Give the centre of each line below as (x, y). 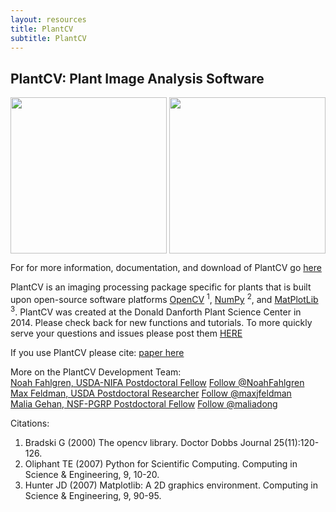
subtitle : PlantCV (48, 38)
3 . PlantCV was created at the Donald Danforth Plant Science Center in (156, 311)
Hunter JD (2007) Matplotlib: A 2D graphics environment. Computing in (171, 485)
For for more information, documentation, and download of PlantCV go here (166, 268)
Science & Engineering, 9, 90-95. (93, 495)
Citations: (30, 423)
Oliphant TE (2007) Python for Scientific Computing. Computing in (161, 463)
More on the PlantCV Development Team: (96, 372)
